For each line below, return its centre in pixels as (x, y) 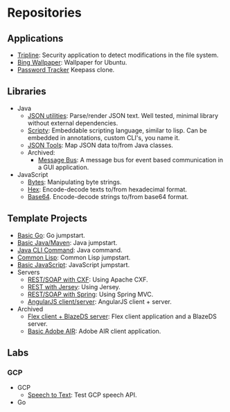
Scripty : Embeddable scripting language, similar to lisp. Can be (117, 130)
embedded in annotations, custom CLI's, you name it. (104, 137)
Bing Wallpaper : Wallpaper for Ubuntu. (72, 62)
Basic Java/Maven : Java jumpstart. (67, 242)
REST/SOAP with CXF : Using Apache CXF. (88, 280)
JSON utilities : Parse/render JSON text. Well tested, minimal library (123, 115)
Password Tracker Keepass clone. (66, 70)
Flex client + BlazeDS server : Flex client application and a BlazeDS (122, 316)
